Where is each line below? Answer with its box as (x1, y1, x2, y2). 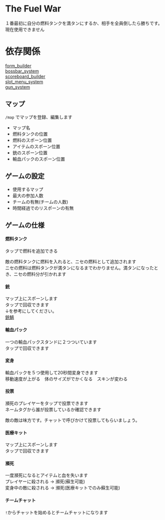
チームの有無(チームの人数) (12, 199, 68, 205)
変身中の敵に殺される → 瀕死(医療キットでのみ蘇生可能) (5, 485, 120, 491)
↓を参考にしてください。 (5, 308, 57, 314)
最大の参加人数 (12, 192, 43, 198)
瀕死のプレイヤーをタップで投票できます (5, 400, 88, 406)
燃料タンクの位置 (12, 131, 48, 137)
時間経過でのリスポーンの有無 (12, 205, 74, 211)
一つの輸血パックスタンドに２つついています (5, 339, 97, 345)
